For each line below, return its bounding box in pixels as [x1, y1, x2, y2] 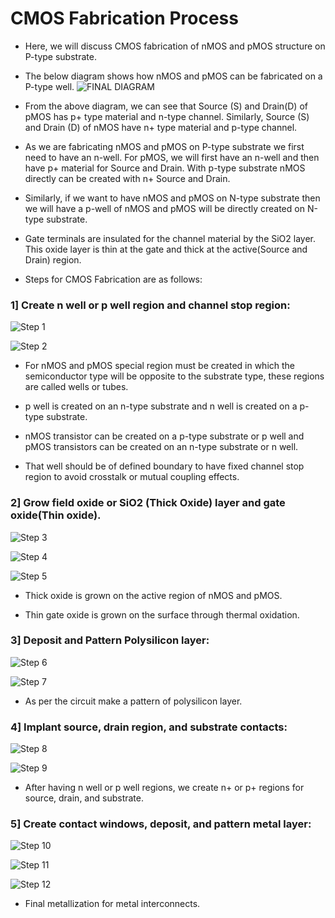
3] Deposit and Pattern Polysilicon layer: [10, 633, 210, 647]
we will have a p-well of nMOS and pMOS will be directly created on [24, 202, 305, 214]
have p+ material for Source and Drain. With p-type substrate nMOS [24, 162, 306, 174]
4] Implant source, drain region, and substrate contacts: [10, 720, 288, 734]
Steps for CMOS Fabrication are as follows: [24, 273, 203, 285]
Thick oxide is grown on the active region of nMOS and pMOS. [24, 589, 283, 601]
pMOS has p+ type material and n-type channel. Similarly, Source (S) [24, 110, 310, 122]
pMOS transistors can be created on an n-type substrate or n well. [24, 441, 299, 453]
